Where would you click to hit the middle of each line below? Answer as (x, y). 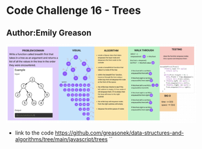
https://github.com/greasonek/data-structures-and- (119, 133)
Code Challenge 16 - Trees (74, 11)
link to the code (34, 133)
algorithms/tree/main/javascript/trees (61, 139)
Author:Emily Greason (49, 33)
